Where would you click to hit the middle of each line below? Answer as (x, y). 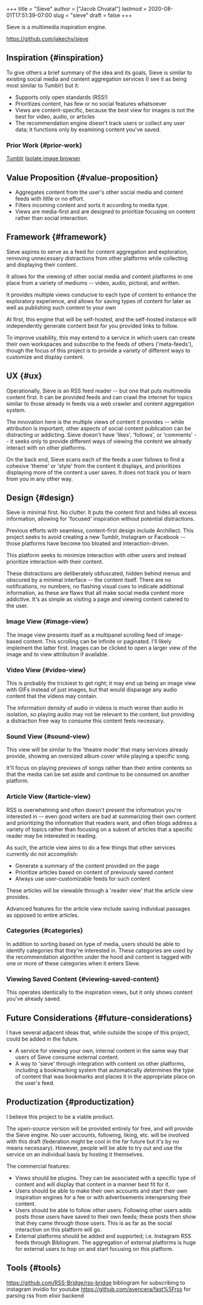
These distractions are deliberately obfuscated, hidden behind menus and (98, 574)
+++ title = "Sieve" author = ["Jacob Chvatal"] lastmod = (77, 9)
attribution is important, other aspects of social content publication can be (99, 428)
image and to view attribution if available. (58, 654)
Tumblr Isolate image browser (43, 159)
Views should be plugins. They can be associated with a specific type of (105, 1177)
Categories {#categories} (45, 931)
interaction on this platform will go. (58, 1229)
